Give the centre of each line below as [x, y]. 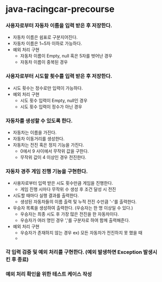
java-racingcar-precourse [60, 9]
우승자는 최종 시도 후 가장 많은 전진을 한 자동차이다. [69, 214]
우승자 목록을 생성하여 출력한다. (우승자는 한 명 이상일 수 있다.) [73, 208]
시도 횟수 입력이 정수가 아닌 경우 [51, 106]
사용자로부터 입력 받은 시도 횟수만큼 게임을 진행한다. [63, 183]
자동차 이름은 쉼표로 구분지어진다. [45, 37]
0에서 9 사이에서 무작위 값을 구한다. [55, 151]
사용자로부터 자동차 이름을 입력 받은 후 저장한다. [59, 26]
